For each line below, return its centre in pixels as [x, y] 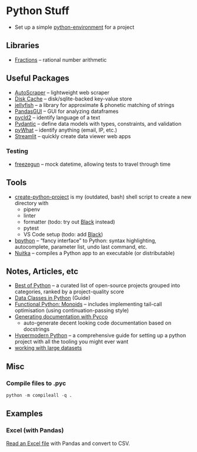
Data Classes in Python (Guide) [53, 298]
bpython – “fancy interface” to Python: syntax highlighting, [86, 240]
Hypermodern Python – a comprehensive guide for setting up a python [100, 336]
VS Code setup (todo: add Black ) [63, 234]
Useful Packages [38, 78]
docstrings [36, 329]
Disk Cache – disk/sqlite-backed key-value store [73, 99]
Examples [24, 414]
